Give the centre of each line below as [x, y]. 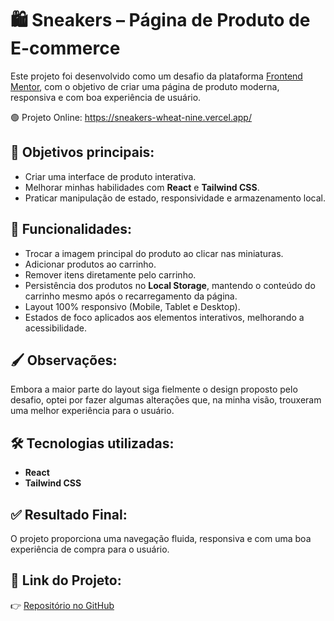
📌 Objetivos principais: [82, 152]
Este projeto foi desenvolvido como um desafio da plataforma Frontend [156, 76]
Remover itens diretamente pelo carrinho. [110, 274]
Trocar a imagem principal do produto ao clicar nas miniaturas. [154, 253]
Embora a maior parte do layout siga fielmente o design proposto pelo [154, 389]
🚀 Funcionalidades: [71, 229]
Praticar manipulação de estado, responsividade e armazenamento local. [175, 198]
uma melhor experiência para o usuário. [92, 411]
